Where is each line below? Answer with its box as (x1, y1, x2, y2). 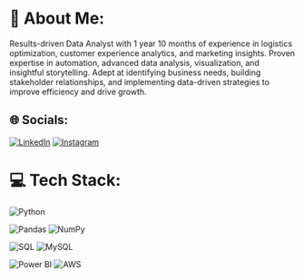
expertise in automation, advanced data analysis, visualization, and (9, 57, 260, 68)
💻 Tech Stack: (9, 169, 122, 190)
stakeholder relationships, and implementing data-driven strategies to (9, 76, 270, 87)
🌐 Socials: (9, 112, 69, 128)
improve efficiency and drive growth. (9, 86, 147, 97)
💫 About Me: (9, 8, 105, 29)
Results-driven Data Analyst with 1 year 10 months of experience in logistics (9, 38, 293, 49)
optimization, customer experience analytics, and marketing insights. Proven (9, 47, 296, 58)
